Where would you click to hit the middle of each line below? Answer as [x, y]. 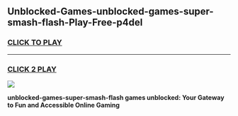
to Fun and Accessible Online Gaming [64, 105]
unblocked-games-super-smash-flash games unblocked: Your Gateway [116, 97]
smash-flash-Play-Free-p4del [75, 23]
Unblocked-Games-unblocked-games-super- [110, 12]
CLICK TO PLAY [35, 43]
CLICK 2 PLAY [32, 69]
